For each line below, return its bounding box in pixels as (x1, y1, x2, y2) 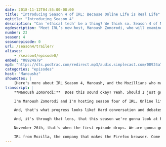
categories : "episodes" (5, 67, 54, 72)
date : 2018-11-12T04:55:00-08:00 (5, 7, 74, 12)
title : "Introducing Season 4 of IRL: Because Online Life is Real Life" (5, 12, 161, 17)
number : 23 (5, 30, 28, 35)
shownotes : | (5, 76, 32, 81)
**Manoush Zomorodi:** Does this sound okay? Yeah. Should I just (14, 90, 156, 95)
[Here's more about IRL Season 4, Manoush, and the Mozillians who (14, 80, 156, 85)
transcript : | (5, 85, 35, 90)
